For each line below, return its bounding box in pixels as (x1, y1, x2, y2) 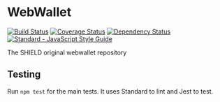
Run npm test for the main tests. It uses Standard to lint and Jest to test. (7, 87, 214, 95)
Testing (7, 68, 41, 80)
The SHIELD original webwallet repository (7, 48, 127, 57)
